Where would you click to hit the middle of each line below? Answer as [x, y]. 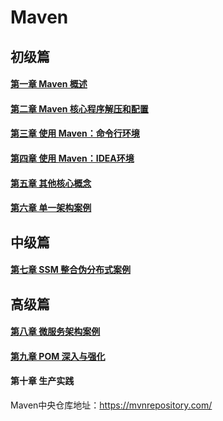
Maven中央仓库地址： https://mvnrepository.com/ [111, 405]
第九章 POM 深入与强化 [58, 356]
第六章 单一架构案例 [51, 208]
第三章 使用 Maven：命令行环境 [75, 133]
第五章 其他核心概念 [51, 183]
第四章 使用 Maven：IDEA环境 [72, 158]
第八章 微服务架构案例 [55, 332]
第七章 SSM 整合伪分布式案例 [71, 270]
